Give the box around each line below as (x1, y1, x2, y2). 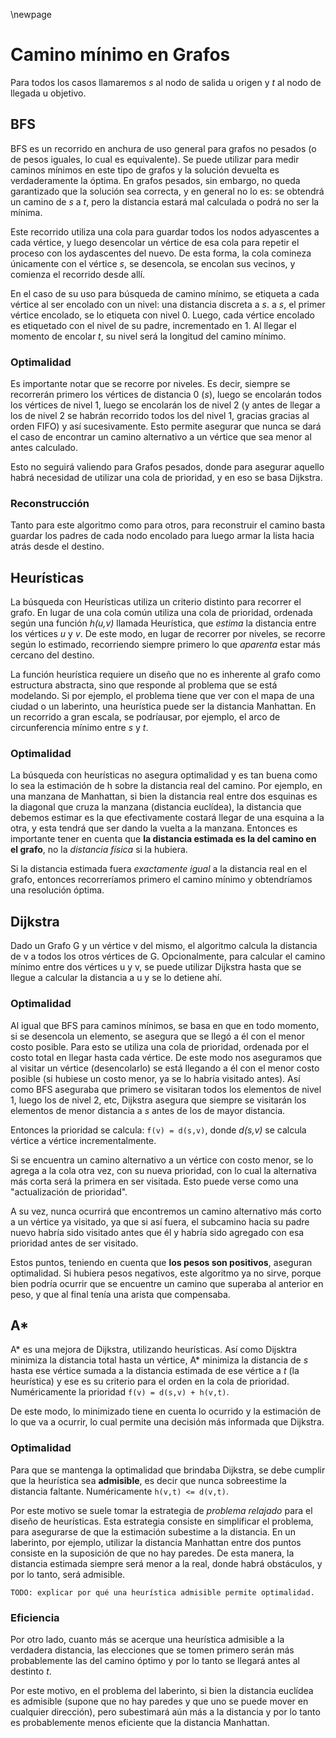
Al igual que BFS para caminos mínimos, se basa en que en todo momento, (10, 1019, 320, 1031)
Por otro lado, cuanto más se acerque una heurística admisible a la (10, 1633, 285, 1645)
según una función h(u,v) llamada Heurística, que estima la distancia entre (10, 617, 317, 629)
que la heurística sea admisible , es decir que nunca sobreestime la (10, 1474, 287, 1486)
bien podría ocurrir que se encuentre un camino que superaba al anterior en (10, 1277, 324, 1289)
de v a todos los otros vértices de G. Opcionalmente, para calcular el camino (10, 950, 326, 963)
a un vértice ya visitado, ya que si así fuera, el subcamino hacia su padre (10, 1215, 310, 1228)
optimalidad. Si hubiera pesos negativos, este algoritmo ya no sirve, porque (10, 1267, 322, 1279)
